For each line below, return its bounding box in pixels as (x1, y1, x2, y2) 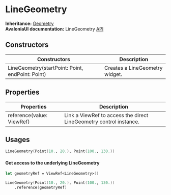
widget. (104, 70, 123, 77)
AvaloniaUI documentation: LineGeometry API (5, 25, 104, 32)
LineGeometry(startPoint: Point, (8, 64, 83, 71)
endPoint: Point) (8, 70, 46, 77)
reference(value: (8, 112, 47, 119)
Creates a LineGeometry (104, 64, 163, 71)
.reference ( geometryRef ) (14, 185, 67, 190)
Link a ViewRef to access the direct (64, 112, 149, 119)
